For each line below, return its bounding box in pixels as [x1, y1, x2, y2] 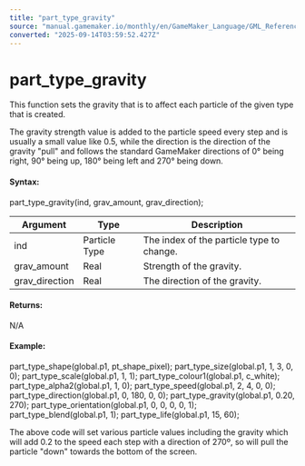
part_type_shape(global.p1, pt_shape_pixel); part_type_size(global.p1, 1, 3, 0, [9, 361, 293, 372]
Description [191, 218, 243, 231]
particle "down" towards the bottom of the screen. [9, 446, 198, 457]
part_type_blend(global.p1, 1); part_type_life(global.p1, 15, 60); [9, 409, 240, 420]
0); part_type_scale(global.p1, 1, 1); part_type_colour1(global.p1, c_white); [9, 370, 280, 382]
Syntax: [9, 176, 40, 187]
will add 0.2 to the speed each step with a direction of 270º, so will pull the [9, 436, 289, 447]
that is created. [9, 109, 66, 120]
